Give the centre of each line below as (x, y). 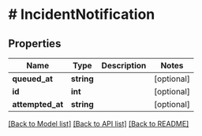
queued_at (33, 79)
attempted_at (38, 104)
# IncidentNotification (82, 15)
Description (124, 66)
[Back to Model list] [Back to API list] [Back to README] (99, 124)
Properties (35, 44)
